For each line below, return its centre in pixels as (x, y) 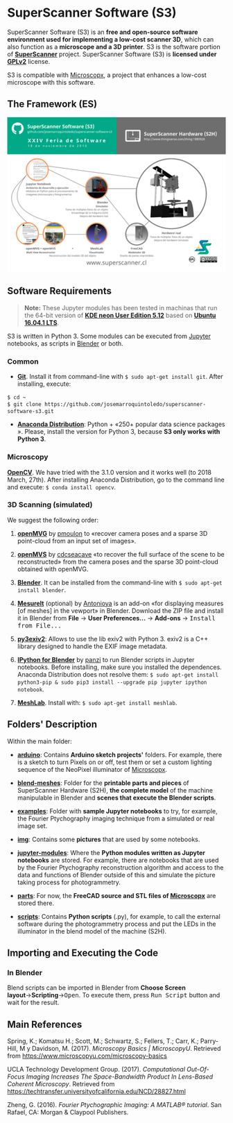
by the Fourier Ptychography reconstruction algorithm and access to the (120, 867)
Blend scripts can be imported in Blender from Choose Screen (96, 988)
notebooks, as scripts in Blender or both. (65, 343)
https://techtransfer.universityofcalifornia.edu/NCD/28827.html (96, 1092)
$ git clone (24, 405)
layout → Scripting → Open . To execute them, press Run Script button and (114, 995)
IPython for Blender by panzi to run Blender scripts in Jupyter (106, 659)
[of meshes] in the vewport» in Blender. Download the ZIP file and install (120, 610)
